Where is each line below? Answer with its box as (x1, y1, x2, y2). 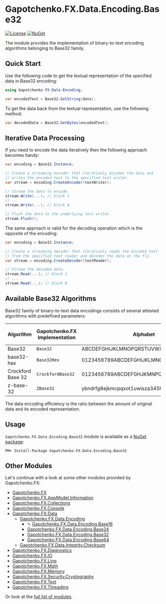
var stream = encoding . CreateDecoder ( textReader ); (5, 258, 112, 263)
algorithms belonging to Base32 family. (5, 45, 85, 51)
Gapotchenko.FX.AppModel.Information (12, 495, 94, 501)
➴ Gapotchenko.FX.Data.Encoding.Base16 (27, 521, 113, 527)
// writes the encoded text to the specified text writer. (5, 175, 129, 180)
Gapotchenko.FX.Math (12, 563, 58, 569)
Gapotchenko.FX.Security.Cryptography (12, 574, 94, 580)
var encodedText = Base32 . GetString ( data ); (5, 96, 96, 101)
